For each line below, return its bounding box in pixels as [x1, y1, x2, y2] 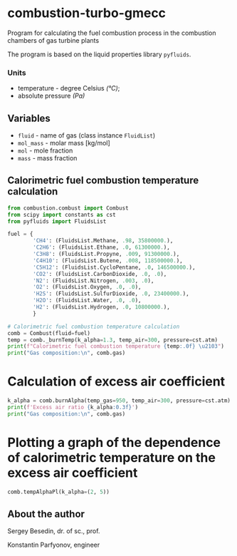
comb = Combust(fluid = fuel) [7, 329, 91, 336]
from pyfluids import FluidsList [7, 217, 107, 225]
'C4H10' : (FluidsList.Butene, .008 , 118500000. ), [33, 257, 183, 264]
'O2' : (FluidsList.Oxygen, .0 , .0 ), [33, 284, 142, 291]
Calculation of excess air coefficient [7, 374, 226, 390]
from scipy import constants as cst [7, 211, 116, 218]
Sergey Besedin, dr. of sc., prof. [7, 527, 100, 535]
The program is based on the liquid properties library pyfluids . [7, 50, 191, 58]
